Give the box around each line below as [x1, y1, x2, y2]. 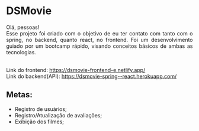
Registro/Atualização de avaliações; [14, 112, 102, 119]
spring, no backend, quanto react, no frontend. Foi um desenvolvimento [6, 36, 193, 43]
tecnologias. [6, 48, 37, 55]
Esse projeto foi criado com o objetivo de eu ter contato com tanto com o [6, 30, 193, 37]
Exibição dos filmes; [14, 118, 64, 125]
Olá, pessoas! [6, 24, 40, 31]
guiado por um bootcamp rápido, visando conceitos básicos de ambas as [6, 42, 193, 50]
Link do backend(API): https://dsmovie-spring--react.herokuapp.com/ [6, 73, 177, 80]
